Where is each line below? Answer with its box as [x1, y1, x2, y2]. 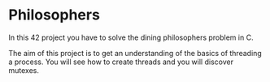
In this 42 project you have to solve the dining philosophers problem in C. [8, 32, 254, 42]
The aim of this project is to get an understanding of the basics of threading [8, 48, 262, 58]
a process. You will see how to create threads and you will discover [8, 57, 234, 67]
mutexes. [8, 65, 39, 75]
